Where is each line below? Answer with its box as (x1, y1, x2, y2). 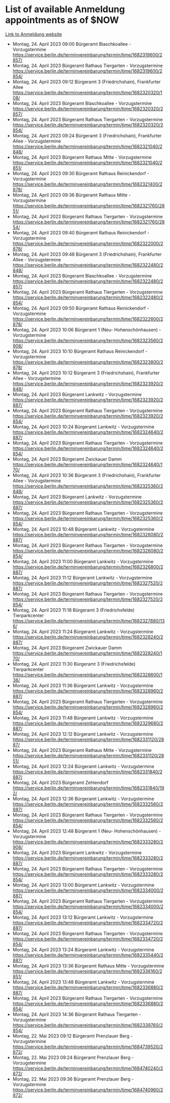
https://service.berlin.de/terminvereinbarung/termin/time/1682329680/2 (12, 720, 163, 726)
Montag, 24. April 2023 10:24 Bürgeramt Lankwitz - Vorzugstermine (12, 424, 154, 430)
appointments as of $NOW (5, 14, 119, 26)
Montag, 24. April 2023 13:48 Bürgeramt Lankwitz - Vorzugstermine (12, 979, 155, 985)
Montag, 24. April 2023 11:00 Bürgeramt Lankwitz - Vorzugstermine (12, 558, 154, 564)
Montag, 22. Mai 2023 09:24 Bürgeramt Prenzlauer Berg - (12, 1054, 134, 1060)
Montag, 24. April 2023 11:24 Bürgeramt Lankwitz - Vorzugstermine (12, 628, 153, 635)
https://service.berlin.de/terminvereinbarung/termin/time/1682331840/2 (12, 769, 163, 775)
